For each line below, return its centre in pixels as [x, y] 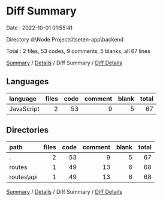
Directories [28, 130]
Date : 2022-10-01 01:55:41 [40, 28]
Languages [28, 82]
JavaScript [25, 108]
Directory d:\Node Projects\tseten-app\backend [65, 39]
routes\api [23, 177]
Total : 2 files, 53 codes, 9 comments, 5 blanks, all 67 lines [79, 51]
